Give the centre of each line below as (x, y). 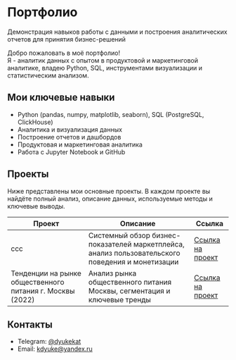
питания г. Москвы (43, 291)
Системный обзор (119, 235)
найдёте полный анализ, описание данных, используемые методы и (110, 199)
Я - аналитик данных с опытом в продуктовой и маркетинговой (103, 60)
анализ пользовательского (134, 253)
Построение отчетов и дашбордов (69, 137)
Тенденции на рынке (46, 273)
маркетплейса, (159, 244)
